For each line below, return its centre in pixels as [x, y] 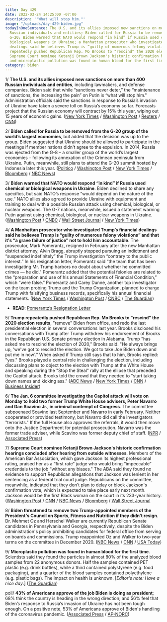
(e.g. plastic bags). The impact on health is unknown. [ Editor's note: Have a [83, 578]
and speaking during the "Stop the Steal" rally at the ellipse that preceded [81, 370]
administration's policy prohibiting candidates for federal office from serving [83, 532]
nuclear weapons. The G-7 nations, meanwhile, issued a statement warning [83, 210]
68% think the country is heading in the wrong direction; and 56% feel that [82, 598]
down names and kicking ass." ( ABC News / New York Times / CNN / [76, 381]
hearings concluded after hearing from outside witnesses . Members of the [83, 453]
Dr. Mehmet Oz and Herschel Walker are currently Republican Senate [76, 521]
